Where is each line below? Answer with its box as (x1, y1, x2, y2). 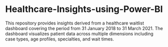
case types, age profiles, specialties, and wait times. (5, 36, 115, 42)
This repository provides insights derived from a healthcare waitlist (5, 20, 144, 26)
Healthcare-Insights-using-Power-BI (5, 3, 163, 15)
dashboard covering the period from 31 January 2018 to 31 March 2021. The (5, 25, 163, 31)
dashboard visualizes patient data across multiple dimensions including (5, 30, 154, 36)
